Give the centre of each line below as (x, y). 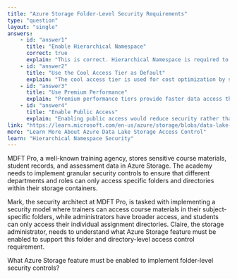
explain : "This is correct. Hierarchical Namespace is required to (127, 60)
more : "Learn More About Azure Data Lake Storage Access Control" (107, 132)
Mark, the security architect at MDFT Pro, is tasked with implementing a (111, 202)
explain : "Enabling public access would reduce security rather (122, 118)
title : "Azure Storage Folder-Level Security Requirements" (98, 14)
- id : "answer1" (44, 40)
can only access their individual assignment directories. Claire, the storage (116, 224)
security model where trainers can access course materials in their (104, 209)
